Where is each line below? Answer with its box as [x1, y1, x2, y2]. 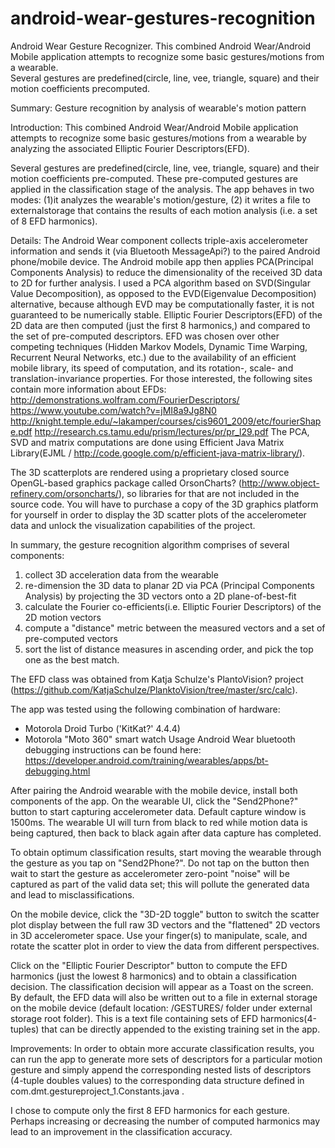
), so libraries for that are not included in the [118, 487, 300, 499]
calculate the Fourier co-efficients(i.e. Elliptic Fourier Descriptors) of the [24, 600, 322, 612]
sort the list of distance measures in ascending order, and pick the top [24, 643, 314, 655]
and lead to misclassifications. [10, 888, 135, 901]
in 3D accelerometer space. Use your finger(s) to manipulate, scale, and [10, 929, 308, 941]
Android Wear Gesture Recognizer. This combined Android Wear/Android [10, 40, 312, 52]
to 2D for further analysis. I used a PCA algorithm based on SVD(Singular [10, 277, 311, 289]
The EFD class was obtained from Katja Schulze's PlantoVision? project [10, 673, 304, 685]
